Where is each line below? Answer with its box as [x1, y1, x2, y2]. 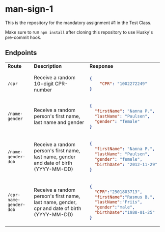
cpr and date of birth [33, 205, 82, 212]
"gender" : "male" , [94, 204, 135, 210]
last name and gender [33, 119, 84, 126]
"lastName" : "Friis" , [94, 199, 142, 205]
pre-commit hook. [5, 34, 42, 40]
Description [33, 62, 62, 69]
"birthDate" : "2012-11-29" [94, 161, 158, 167]
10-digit [33, 80, 54, 87]
